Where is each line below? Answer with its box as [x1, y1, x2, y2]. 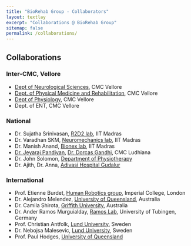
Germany [14, 214, 37, 221]
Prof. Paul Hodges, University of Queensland [14, 233, 123, 240]
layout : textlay [6, 14, 46, 20]
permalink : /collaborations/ [6, 31, 78, 36]
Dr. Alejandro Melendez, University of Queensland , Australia [14, 195, 160, 203]
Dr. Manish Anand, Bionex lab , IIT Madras [14, 142, 115, 150]
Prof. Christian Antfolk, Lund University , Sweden [14, 221, 131, 228]
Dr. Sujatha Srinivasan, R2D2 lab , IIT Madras [14, 130, 122, 137]
